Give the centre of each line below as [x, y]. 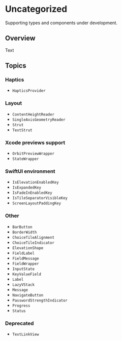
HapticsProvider [29, 91]
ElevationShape [28, 248]
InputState [23, 269]
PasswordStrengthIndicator [40, 300]
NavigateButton [28, 295]
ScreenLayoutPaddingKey [37, 203]
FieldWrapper [26, 264]
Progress [21, 305]
